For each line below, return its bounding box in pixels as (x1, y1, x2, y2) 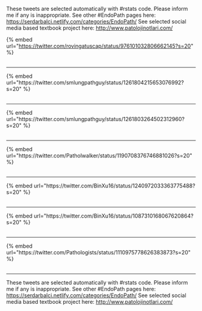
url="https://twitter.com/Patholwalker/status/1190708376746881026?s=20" (6, 152, 192, 159)
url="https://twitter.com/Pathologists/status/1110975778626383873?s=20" (6, 249, 191, 256)
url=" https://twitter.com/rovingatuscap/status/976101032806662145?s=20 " (6, 42, 194, 49)
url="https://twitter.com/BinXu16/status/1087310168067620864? (34, 212, 194, 219)
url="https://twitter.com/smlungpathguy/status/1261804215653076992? (6, 79, 185, 86)
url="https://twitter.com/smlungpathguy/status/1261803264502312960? (6, 116, 185, 122)
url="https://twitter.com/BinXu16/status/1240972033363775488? (34, 182, 195, 189)
